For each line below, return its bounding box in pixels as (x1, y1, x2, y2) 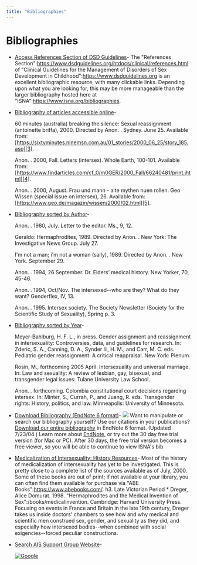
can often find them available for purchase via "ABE (14, 479, 140, 486)
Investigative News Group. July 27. (14, 240, 98, 247)
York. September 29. (14, 257, 65, 264)
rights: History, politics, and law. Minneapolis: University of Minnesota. (14, 400, 185, 407)
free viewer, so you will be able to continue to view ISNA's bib (14, 443, 164, 450)
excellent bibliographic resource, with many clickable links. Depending (14, 78, 185, 85)
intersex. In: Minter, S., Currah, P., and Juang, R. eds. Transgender (14, 393, 175, 400)
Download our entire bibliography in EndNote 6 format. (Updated (14, 424, 171, 431)
